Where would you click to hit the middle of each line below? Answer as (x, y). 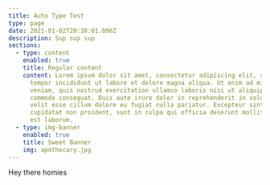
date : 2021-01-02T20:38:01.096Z (62, 30)
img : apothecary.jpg (57, 150)
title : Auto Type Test (46, 16)
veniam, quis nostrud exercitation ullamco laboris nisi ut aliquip (147, 90)
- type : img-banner (48, 127)
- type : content (43, 53)
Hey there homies (38, 172)
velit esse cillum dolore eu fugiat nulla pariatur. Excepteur (138, 105)
